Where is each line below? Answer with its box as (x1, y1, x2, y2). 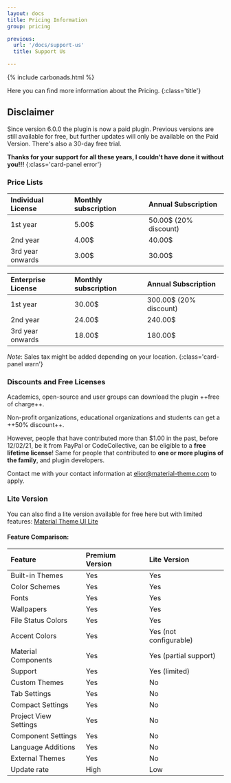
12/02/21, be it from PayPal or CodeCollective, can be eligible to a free (7, 442, 206, 450)
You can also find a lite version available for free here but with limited (7, 510, 203, 518)
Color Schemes (10, 582, 60, 591)
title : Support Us (13, 48, 67, 55)
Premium (85, 550, 116, 559)
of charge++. (7, 400, 45, 408)
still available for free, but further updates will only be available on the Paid (7, 132, 219, 140)
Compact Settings (10, 700, 69, 709)
